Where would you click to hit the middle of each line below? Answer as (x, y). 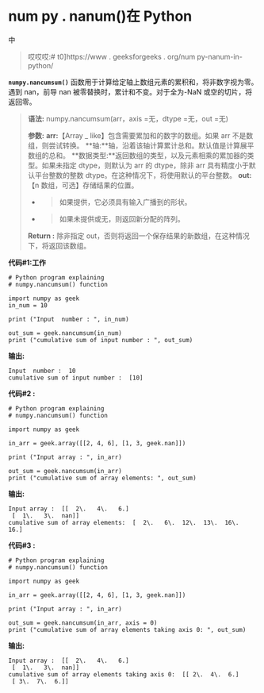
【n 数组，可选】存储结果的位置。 (83, 185)
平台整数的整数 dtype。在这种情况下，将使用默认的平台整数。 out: (143, 175)
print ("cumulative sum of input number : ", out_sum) (101, 340)
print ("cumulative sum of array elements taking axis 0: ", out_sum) (127, 629)
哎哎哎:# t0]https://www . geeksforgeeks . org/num (111, 56)
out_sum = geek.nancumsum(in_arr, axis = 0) (83, 623)
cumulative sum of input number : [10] (76, 378)
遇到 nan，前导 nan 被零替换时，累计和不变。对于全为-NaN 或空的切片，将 (130, 91)
